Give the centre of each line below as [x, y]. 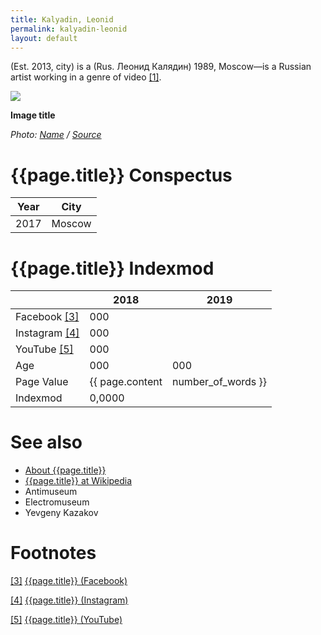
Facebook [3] [47, 317]
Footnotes [53, 553]
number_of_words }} [219, 382]
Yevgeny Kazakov [61, 513]
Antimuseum [51, 492]
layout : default [44, 38]
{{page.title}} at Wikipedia [78, 481]
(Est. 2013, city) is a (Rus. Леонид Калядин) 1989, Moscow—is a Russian [161, 67]
